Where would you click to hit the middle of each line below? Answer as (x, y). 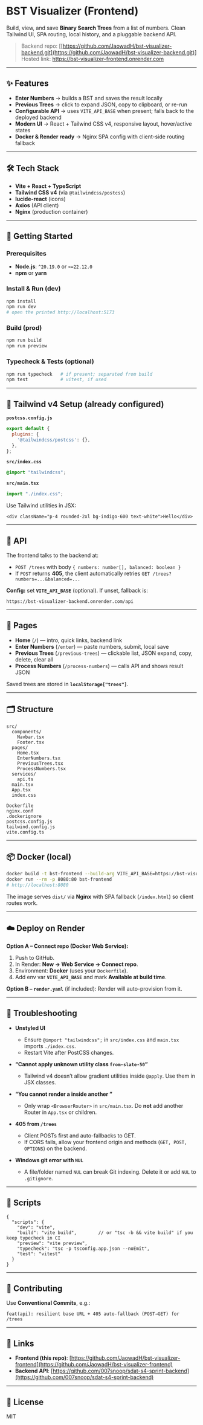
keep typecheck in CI (34, 1238)
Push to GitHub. (35, 957)
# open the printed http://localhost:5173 (60, 312)
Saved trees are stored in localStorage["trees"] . (67, 684)
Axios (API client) (37, 205)
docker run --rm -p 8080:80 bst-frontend (59, 880)
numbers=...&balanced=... (47, 579)
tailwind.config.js (31, 827)
